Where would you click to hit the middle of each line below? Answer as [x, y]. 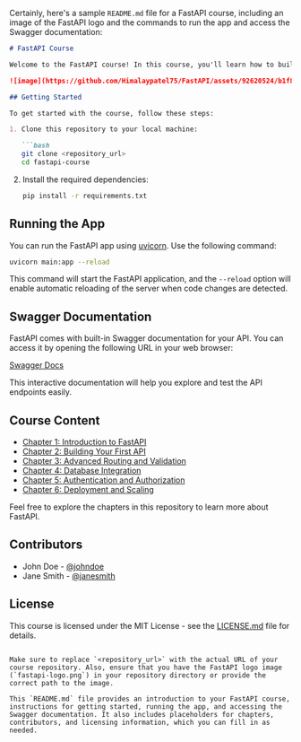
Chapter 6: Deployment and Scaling [88, 490]
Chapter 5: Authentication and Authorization [103, 480]
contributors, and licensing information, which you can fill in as [140, 722]
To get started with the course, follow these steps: [112, 113]
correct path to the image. [62, 683]
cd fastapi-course [56, 162]
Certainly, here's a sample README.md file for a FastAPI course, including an [146, 13]
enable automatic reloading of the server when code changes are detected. [149, 288]
